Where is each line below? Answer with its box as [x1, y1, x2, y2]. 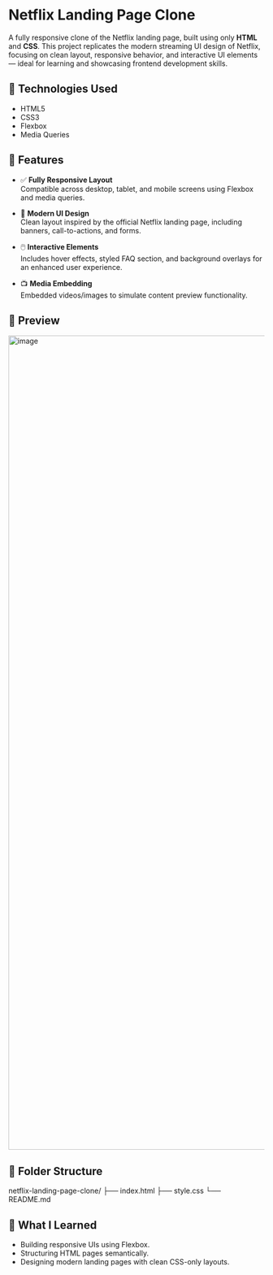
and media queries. [19, 193, 85, 202]
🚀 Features [8, 153, 64, 168]
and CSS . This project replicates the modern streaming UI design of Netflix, [8, 41, 262, 50]
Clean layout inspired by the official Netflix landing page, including [19, 217, 242, 227]
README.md [8, 1194, 51, 1204]
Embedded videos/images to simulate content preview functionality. [19, 290, 248, 300]
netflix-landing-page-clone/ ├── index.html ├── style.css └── [8, 1186, 221, 1196]
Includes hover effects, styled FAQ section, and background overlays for [19, 254, 262, 263]
